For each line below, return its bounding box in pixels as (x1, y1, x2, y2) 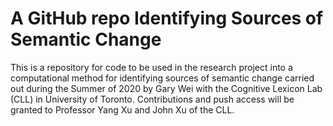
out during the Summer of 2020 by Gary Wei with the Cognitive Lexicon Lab (10, 82, 323, 94)
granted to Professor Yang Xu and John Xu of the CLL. (10, 103, 235, 116)
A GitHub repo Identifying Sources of (10, 7, 324, 30)
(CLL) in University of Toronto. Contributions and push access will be (10, 93, 295, 105)
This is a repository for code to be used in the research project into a (10, 61, 293, 73)
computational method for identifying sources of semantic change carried (10, 72, 315, 84)
